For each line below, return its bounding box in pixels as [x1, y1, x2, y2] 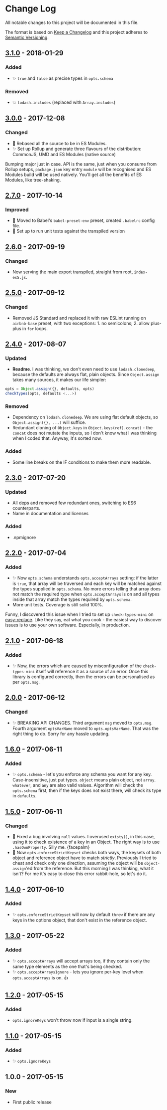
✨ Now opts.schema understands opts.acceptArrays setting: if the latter [12, 575, 159, 581]
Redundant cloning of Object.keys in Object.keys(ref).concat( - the [12, 425, 153, 431]
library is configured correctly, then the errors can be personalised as [12, 674, 155, 680]
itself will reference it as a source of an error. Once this [36, 669, 149, 675]
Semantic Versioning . [5, 34, 49, 40]
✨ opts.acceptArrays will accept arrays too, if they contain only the [12, 958, 150, 964]
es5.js [12, 275, 26, 280]
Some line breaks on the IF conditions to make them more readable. [12, 459, 151, 465]
